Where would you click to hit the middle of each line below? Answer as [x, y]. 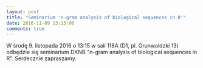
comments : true [26, 29]
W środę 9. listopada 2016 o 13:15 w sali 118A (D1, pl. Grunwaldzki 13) [93, 46]
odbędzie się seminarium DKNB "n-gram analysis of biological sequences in [102, 52]
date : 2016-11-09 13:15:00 [40, 23]
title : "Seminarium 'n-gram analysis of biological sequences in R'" [96, 17]
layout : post [23, 12]
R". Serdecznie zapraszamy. [42, 58]
